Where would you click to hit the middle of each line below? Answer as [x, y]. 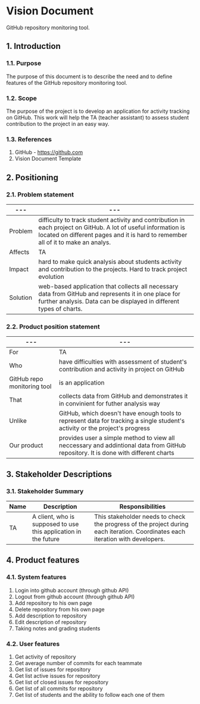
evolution [51, 276]
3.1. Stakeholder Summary [45, 491]
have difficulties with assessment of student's [123, 362]
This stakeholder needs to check [140, 517]
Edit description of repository [51, 622]
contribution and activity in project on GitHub [121, 370]
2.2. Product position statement [53, 327]
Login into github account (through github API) [72, 590]
